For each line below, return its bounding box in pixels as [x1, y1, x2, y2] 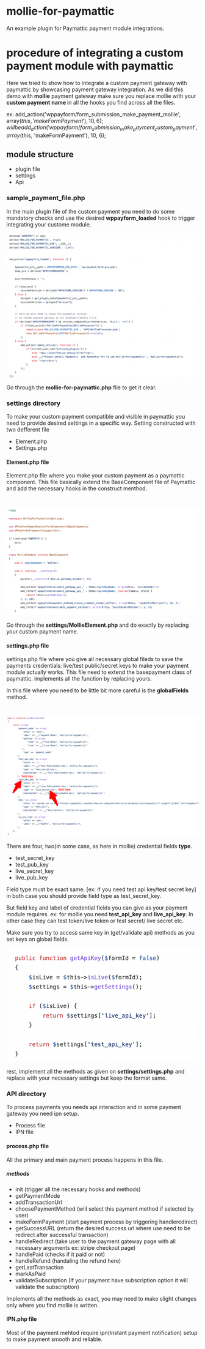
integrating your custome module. [6, 220, 92, 228]
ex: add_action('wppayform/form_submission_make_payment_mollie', [6, 110, 181, 118]
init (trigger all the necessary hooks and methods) [15, 1186, 141, 1193]
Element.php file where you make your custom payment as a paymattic [6, 472, 185, 479]
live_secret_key [15, 867, 54, 875]
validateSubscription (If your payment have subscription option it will [15, 1276, 188, 1284]
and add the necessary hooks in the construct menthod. [6, 485, 148, 492]
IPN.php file [6, 1315, 37, 1323]
